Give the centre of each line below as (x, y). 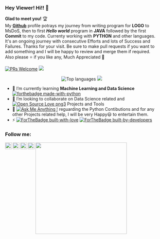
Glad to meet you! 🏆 (26, 19)
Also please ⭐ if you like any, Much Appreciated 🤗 (55, 57)
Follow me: (18, 135)
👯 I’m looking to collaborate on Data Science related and (68, 99)
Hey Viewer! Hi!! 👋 (27, 8)
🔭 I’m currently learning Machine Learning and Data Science (73, 89)
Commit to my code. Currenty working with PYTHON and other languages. (80, 36)
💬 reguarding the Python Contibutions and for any (83, 109)
